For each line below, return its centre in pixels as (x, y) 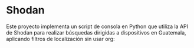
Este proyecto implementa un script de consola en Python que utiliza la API (97, 26)
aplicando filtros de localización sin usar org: (60, 39)
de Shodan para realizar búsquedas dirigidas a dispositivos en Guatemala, (96, 32)
